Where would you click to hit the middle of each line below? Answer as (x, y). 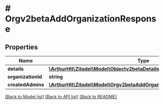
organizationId (25, 77)
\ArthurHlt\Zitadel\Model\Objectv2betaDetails (104, 69)
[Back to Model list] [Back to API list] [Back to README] (61, 97)
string (56, 77)
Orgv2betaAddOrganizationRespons (81, 19)
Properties (21, 47)
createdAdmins (26, 85)
